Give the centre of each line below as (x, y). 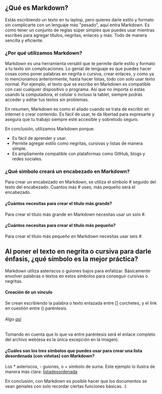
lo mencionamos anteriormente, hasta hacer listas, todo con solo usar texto (80, 79)
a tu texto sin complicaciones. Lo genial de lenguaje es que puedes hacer (78, 69)
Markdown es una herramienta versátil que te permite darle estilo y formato (80, 64)
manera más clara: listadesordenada (41, 372)
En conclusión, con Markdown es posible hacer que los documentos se (76, 381)
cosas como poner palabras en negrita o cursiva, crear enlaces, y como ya (80, 74)
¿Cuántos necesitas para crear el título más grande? (59, 203)
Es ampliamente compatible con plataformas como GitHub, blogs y (79, 154)
